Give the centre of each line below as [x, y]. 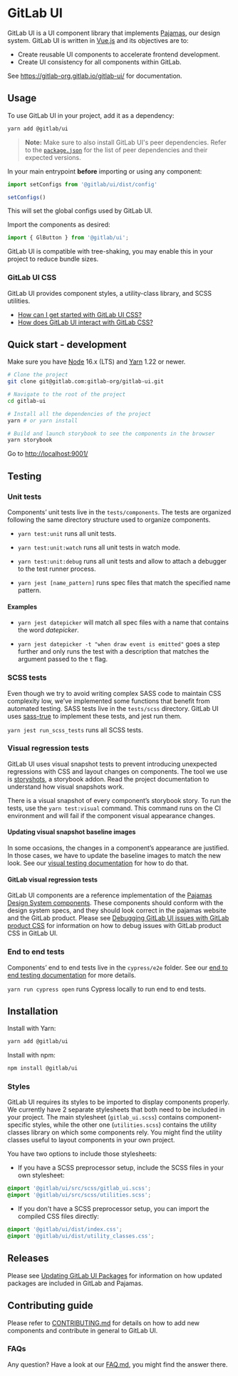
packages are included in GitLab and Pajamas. [76, 1283]
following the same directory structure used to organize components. [109, 520]
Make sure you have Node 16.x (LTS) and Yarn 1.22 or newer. [97, 362]
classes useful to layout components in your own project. [91, 1140]
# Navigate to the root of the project [67, 394]
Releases [28, 1258]
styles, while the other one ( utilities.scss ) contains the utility [125, 1125]
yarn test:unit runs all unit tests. [67, 534]
